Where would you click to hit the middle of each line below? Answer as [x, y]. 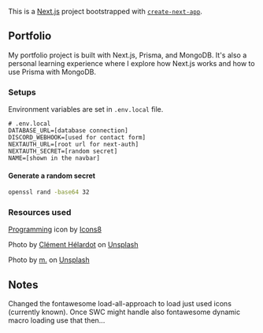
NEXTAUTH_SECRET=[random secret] [63, 152]
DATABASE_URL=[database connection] [68, 131]
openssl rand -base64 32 [49, 192]
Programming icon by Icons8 [55, 229]
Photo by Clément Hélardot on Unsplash [74, 245]
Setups [22, 92]
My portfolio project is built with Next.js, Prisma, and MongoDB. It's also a [128, 55]
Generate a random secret [52, 176]
